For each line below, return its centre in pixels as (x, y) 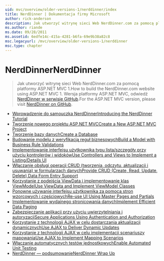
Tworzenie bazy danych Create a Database (55, 134)
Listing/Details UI (29, 160)
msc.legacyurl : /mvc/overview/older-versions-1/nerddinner (66, 41)
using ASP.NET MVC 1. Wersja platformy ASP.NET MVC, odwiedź (82, 93)
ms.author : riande (24, 28)
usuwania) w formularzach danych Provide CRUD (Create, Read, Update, (85, 170)
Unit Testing (24, 248)
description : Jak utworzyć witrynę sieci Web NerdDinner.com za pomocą (79, 23)
